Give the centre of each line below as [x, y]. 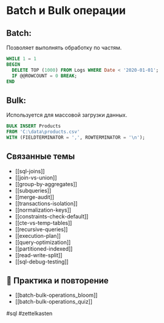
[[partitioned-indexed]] [44, 248]
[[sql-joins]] [30, 171]
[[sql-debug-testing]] [42, 262]
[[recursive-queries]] [41, 229]
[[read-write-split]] [39, 255]
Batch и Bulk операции [66, 11]
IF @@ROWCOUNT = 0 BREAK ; [45, 76]
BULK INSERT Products [34, 126]
